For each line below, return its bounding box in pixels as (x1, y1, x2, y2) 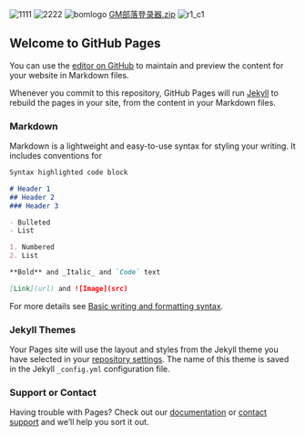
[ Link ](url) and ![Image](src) (9, 284, 128, 293)
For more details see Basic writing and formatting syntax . (9, 300, 224, 311)
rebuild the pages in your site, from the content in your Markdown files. (9, 97, 276, 108)
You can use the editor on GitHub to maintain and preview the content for (9, 59, 284, 71)
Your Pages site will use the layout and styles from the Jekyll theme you (9, 344, 280, 355)
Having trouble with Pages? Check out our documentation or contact (9, 407, 267, 418)
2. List (9, 251, 39, 261)
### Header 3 (9, 201, 59, 211)
